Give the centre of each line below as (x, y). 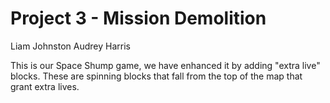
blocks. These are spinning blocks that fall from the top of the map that (156, 76)
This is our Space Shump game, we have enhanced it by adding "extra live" (165, 65)
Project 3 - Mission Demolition (138, 18)
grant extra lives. (45, 86)
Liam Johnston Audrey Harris (70, 46)
